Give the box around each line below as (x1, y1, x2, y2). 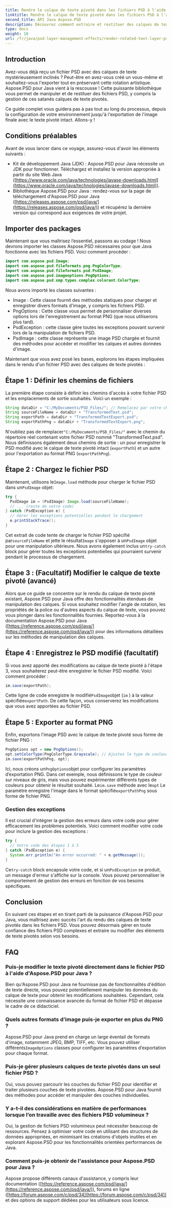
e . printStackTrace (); (10, 518, 56, 523)
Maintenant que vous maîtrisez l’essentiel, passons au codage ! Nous (5, 238, 151, 244)
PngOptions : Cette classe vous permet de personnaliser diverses (12, 308, 152, 314)
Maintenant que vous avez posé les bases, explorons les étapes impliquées (5, 356, 165, 362)
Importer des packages (5, 224, 81, 233)
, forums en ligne (94, 1186, 130, 1193)
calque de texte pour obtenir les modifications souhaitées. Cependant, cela (5, 992, 164, 998)
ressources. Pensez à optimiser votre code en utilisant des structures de (5, 1128, 158, 1134)
